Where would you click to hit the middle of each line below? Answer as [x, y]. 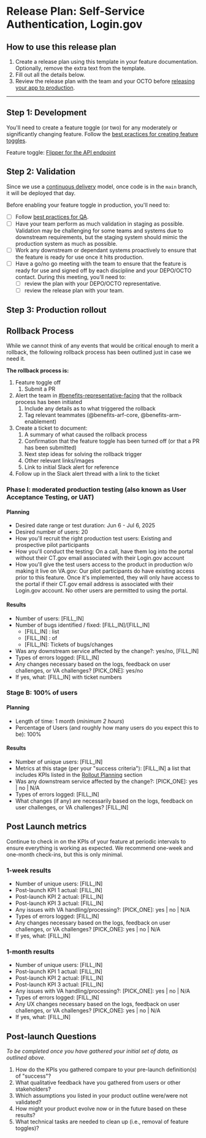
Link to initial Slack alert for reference [72, 467]
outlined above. [26, 1058]
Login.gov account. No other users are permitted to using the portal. [101, 590]
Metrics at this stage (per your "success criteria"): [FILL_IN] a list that [103, 768]
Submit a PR [40, 389]
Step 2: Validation [41, 172]
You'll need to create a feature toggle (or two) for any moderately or [92, 128]
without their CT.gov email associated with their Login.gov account [100, 558]
